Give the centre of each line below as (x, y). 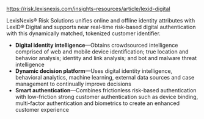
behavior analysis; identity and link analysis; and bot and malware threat (106, 58)
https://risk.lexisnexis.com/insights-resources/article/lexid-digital (88, 9)
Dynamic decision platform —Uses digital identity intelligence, (94, 71)
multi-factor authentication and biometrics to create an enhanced (97, 103)
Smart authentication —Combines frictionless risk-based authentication (106, 90)
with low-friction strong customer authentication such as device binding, (107, 97)
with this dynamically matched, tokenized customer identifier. (83, 33)
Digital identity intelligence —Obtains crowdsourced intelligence (97, 45)
